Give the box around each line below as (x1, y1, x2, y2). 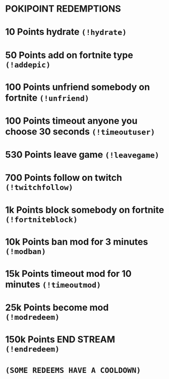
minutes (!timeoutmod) (5, 278, 101, 290)
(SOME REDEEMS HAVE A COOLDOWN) (5, 366, 141, 375)
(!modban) (5, 247, 46, 256)
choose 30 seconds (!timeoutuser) (5, 126, 155, 137)
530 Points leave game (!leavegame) (5, 149, 160, 161)
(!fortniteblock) (5, 215, 78, 224)
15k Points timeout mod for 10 (5, 268, 132, 279)
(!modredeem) (5, 313, 60, 322)
